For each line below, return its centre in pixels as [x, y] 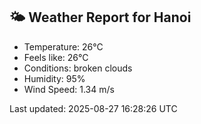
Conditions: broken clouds [78, 68]
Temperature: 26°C [63, 46]
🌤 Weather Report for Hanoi [100, 17]
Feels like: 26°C [56, 57]
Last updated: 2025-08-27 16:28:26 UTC [93, 108]
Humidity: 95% [54, 78]
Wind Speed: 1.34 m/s [69, 89]
